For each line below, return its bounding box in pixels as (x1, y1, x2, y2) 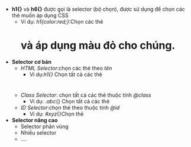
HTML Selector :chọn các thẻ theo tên (20, 64, 112, 71)
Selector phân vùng (20, 123, 69, 130)
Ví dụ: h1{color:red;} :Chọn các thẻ (20, 18, 103, 25)
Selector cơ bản (11, 58, 52, 65)
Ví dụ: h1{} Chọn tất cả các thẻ (29, 71, 102, 78)
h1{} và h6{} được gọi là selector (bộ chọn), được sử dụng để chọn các (11, 6, 185, 12)
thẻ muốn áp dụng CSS (11, 12, 69, 19)
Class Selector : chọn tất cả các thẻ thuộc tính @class (20, 92, 152, 99)
